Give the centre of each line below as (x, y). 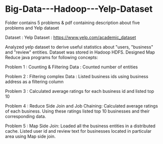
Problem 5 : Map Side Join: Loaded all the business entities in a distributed (80, 126)
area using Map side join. (30, 136)
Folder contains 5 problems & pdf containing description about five (72, 23)
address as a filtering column (34, 82)
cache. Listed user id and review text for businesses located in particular (78, 131)
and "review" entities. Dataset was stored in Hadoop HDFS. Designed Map (80, 52)
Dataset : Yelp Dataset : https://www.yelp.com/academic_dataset (70, 37)
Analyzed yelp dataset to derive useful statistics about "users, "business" (79, 47)
